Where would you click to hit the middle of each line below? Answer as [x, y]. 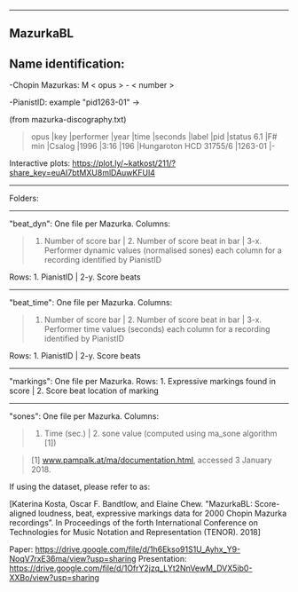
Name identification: [67, 63]
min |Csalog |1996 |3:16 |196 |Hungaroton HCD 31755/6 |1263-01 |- [153, 146]
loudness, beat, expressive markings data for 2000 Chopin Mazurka [163, 513]
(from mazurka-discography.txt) [68, 120]
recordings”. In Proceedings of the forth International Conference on [134, 523]
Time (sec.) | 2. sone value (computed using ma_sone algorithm [161, 434]
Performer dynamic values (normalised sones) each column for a [163, 250]
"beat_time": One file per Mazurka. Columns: [91, 303]
